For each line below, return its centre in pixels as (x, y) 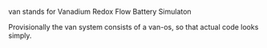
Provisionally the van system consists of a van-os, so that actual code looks (133, 27)
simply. (20, 36)
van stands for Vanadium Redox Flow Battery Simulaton (100, 12)
